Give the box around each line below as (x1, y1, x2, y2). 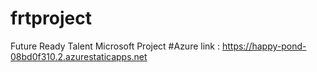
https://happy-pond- (221, 40, 307, 52)
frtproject (10, 7, 92, 30)
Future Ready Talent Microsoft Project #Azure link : (10, 40, 220, 52)
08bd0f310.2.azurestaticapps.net (10, 50, 148, 62)
